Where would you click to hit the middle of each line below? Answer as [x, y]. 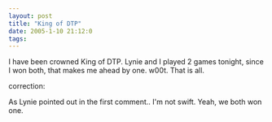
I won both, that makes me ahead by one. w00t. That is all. [107, 71]
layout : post [31, 16]
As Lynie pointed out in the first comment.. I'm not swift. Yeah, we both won [135, 102]
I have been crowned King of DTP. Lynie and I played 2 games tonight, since [136, 62]
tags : [18, 39]
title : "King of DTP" [45, 24]
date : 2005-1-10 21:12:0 [50, 31]
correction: [27, 86]
